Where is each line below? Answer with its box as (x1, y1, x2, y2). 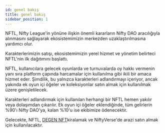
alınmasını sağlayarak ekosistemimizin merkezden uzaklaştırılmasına (5, 35, 146, 41)
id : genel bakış (5, 7, 39, 12)
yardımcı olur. (5, 41, 33, 47)
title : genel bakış (5, 12, 46, 17)
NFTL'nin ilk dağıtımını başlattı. (5, 56, 68, 62)
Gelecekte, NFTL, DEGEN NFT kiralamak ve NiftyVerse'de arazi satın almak (5, 117, 158, 123)
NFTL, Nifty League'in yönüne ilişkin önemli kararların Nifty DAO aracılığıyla (5, 30, 160, 36)
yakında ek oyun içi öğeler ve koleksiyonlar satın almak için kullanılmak (5, 81, 151, 87)
